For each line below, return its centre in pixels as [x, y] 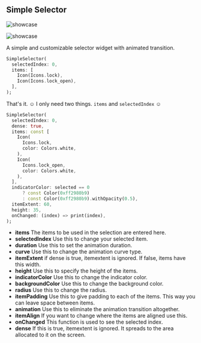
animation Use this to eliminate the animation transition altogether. [97, 309]
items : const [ [31, 132]
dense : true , [28, 126]
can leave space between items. [55, 303]
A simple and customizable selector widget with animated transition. [91, 48]
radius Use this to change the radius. [61, 290]
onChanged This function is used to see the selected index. [89, 322]
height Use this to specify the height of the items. [76, 271]
